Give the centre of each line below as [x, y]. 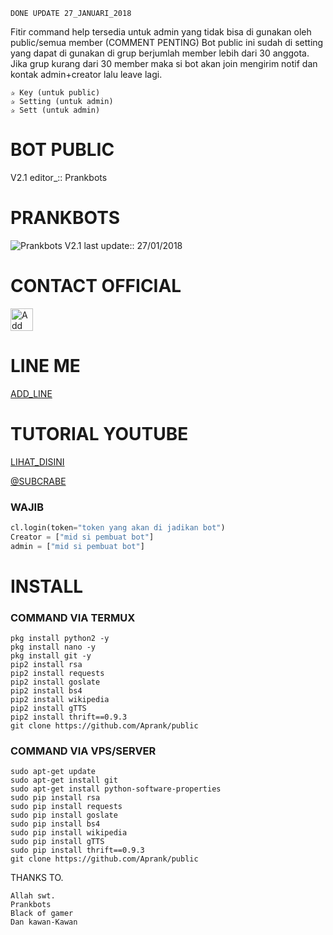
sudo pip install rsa [55, 798]
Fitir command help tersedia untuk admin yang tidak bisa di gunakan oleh [161, 32]
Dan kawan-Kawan [44, 922]
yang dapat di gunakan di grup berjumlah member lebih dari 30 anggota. [160, 53]
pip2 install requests [57, 674]
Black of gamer [42, 914]
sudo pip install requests [66, 807]
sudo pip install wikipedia [69, 833]
